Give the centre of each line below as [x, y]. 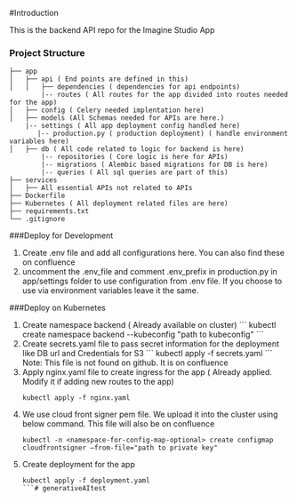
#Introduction [34, 13]
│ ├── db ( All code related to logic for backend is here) [127, 149]
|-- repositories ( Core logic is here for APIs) [135, 157]
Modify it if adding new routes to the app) [98, 382]
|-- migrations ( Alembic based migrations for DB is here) [155, 165]
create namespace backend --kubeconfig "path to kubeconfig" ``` [143, 335]
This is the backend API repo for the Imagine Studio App [112, 30]
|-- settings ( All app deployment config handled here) [133, 126]
